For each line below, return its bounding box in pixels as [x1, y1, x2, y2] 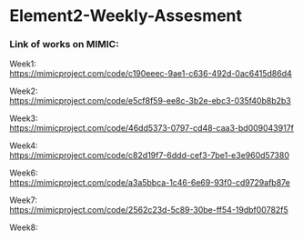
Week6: [9, 167, 38, 178]
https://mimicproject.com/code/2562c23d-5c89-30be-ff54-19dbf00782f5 [9, 205, 288, 215]
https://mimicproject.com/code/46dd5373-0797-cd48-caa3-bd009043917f [9, 123, 294, 134]
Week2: [9, 85, 38, 96]
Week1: [9, 58, 36, 69]
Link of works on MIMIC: [9, 38, 120, 51]
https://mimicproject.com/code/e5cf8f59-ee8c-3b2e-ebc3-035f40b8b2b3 [9, 95, 291, 106]
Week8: [9, 222, 38, 233]
